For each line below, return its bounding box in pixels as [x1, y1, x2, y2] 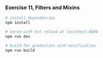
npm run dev [5, 34, 30, 39]
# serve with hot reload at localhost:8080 [5, 29, 98, 34]
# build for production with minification [5, 43, 96, 48]
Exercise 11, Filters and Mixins [5, 4, 80, 11]
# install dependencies [5, 16, 56, 21]
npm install [5, 20, 30, 25]
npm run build [5, 47, 35, 53]
